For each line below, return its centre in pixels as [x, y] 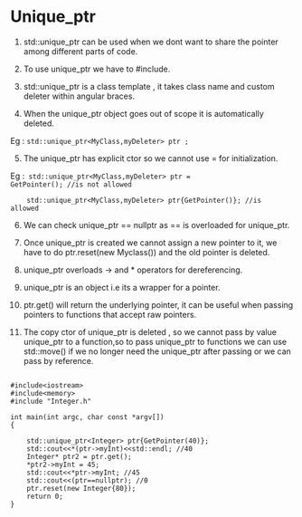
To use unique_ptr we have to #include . [97, 69]
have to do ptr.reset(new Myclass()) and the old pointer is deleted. [146, 252]
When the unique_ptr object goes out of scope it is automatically [144, 113]
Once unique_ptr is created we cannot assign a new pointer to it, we [150, 243]
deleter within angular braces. [79, 96]
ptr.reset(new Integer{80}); [81, 488]
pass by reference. [58, 360]
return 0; [45, 496]
